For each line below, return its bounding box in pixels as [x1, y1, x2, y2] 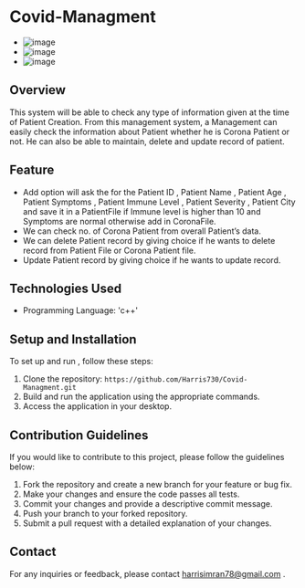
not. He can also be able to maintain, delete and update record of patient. [9, 135, 285, 147]
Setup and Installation [9, 331, 137, 347]
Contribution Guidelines [9, 427, 149, 443]
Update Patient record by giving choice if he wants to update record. [22, 254, 281, 266]
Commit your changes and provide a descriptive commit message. [22, 499, 273, 509]
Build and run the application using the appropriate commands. [22, 391, 260, 403]
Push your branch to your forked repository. [22, 509, 188, 519]
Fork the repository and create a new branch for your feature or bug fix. [22, 479, 292, 489]
